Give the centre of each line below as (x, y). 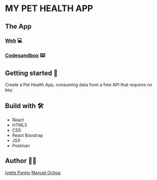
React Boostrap (27, 135)
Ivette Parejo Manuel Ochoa (33, 172)
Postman (21, 146)
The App (18, 26)
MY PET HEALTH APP (49, 8)
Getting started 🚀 (32, 73)
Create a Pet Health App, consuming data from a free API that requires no (78, 85)
